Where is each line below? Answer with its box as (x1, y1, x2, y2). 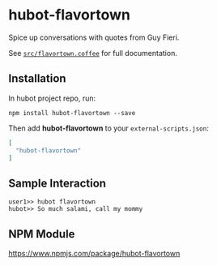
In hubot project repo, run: (8, 93, 96, 103)
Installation (8, 71, 66, 86)
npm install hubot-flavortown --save (8, 109, 136, 117)
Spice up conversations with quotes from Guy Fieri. (8, 32, 180, 42)
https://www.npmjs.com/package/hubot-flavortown (8, 249, 181, 258)
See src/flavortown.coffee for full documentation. (8, 48, 178, 58)
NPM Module (8, 227, 75, 241)
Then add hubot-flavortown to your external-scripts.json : (8, 123, 209, 133)
